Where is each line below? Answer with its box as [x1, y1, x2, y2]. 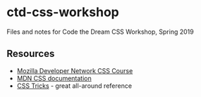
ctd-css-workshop [6, 4, 119, 20]
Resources [6, 48, 55, 60]
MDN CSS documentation [16, 74, 92, 82]
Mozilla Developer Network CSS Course [16, 66, 133, 75]
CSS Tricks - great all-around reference [16, 82, 132, 90]
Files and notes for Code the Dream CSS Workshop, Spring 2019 [6, 27, 195, 36]
